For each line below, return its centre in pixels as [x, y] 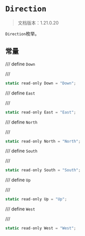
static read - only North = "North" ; [43, 141]
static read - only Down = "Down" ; [41, 83]
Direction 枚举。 [22, 33]
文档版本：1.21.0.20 [38, 22]
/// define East [20, 93]
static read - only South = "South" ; [43, 170]
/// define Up [18, 180]
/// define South [21, 151]
